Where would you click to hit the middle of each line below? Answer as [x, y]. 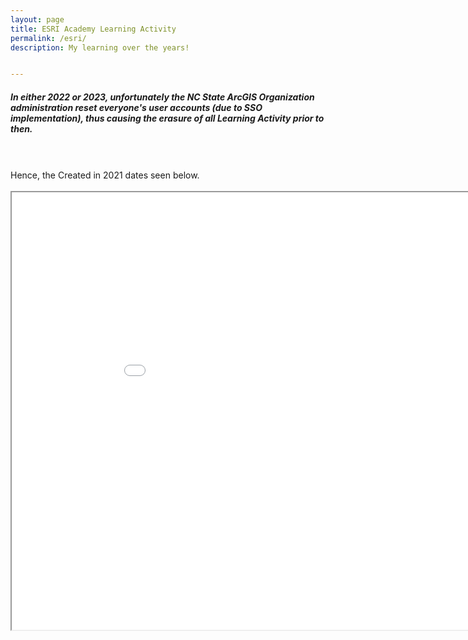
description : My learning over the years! [100, 47]
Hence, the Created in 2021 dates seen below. [105, 175]
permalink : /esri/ [48, 38]
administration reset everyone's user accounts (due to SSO [136, 107]
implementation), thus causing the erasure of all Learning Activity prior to [167, 118]
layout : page [37, 19]
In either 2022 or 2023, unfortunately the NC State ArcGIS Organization [162, 97]
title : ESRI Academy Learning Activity [93, 29]
